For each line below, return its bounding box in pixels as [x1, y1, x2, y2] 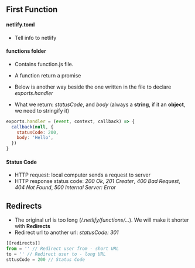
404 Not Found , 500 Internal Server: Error [14, 184, 116, 191]
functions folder [6, 48, 47, 55]
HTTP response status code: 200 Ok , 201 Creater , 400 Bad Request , [14, 178, 180, 185]
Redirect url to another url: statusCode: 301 [14, 229, 119, 236]
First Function [6, 5, 58, 15]
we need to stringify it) [14, 107, 70, 114]
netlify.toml [6, 21, 35, 28]
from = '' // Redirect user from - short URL [6, 246, 119, 252]
